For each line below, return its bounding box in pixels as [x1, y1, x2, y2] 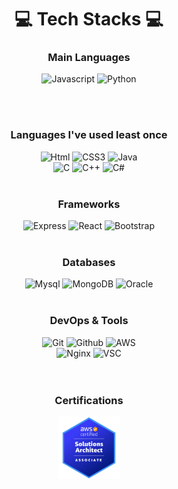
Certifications [54, 393, 124, 407]
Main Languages [47, 51, 131, 65]
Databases [62, 256, 116, 269]
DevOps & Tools [49, 314, 129, 328]
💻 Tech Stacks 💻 [14, 8, 164, 31]
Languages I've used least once [10, 128, 168, 142]
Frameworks [57, 197, 121, 211]
